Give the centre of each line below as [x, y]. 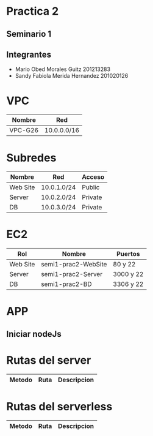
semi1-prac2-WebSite [74, 265]
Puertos [128, 254]
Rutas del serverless [59, 406]
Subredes [31, 158]
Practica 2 [33, 11]
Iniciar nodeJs [34, 334]
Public [91, 187]
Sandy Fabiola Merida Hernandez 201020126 [72, 76]
